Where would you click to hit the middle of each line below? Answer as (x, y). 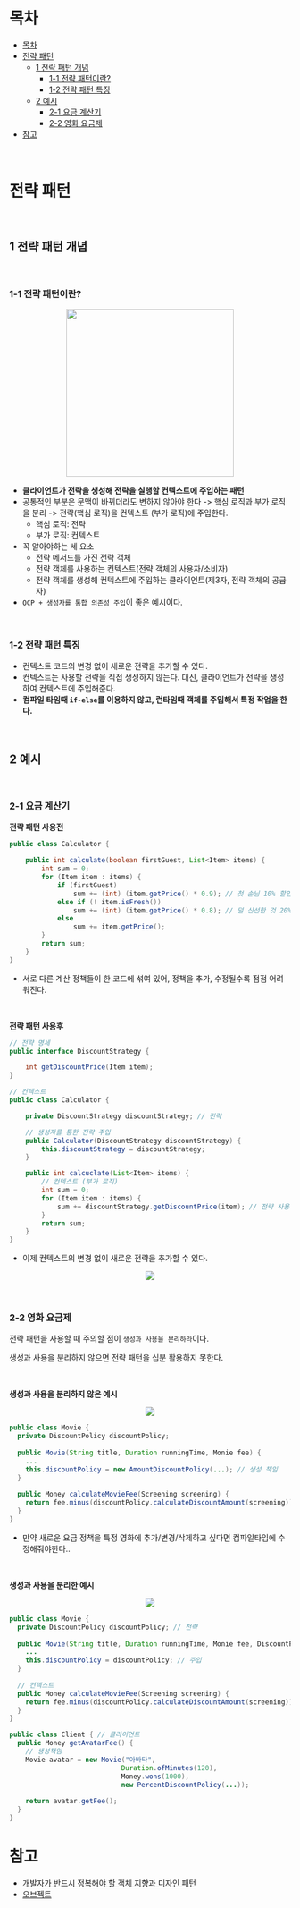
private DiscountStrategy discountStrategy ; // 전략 (123, 1116)
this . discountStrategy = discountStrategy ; (123, 1149)
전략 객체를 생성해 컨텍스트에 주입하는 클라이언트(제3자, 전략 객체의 (153, 580)
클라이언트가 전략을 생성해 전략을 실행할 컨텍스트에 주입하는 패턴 (133, 490)
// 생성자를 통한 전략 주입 (68, 1132)
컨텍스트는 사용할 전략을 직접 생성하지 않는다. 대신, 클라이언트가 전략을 (145, 677)
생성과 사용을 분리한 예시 (52, 1585)
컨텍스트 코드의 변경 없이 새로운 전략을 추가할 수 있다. (115, 666)
